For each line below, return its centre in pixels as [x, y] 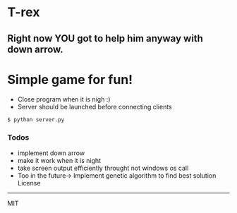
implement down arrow [51, 153]
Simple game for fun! [70, 79]
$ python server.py [36, 120]
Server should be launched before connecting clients [95, 107]
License [29, 183]
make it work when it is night [59, 160]
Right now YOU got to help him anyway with [105, 38]
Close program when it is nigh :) [64, 99]
